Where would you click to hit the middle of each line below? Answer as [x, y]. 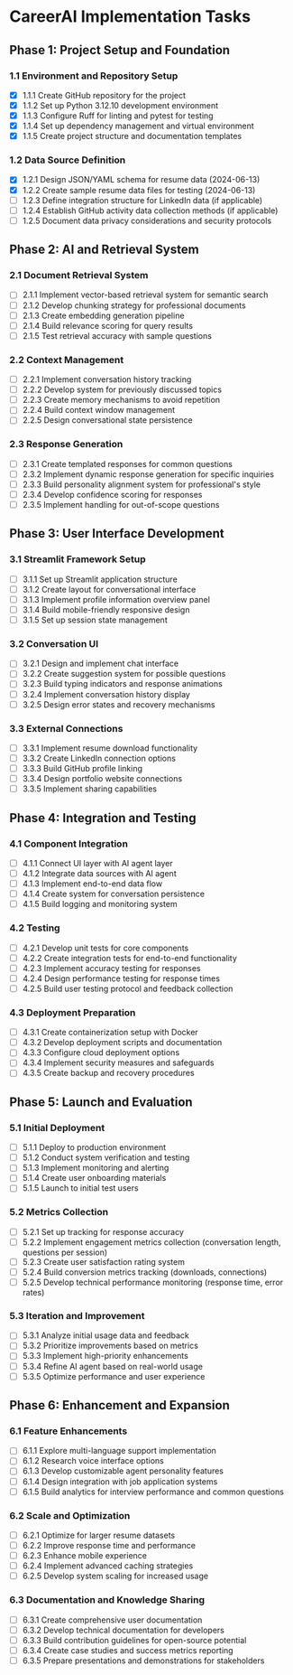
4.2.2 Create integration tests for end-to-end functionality [129, 958]
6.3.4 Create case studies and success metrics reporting [128, 1650]
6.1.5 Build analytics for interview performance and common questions [153, 1492]
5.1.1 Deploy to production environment [94, 1147]
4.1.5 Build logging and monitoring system [100, 904]
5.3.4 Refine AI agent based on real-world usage [112, 1366]
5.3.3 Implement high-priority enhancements [105, 1356]
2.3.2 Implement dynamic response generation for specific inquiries [148, 474]
